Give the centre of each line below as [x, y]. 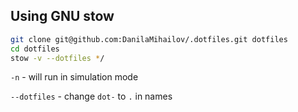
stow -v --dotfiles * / [57, 58]
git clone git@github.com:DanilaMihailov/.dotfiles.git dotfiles [149, 39]
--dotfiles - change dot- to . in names [91, 96]
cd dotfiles [35, 49]
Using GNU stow [62, 16]
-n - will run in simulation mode [74, 77]
